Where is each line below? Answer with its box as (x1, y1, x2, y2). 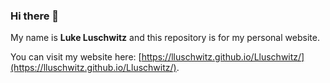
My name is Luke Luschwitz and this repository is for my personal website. (10, 32, 320, 44)
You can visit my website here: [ (10, 51, 142, 63)
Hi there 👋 (10, 9, 60, 23)
